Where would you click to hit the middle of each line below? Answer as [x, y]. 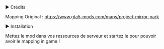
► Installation [19, 26]
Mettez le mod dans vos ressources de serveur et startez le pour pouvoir [81, 36]
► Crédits [15, 7]
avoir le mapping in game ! [33, 41]
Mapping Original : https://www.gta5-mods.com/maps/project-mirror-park [82, 17]
